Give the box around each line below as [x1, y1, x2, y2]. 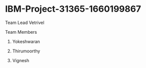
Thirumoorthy [12, 48, 40, 54]
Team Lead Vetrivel [5, 20, 44, 25]
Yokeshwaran [12, 38, 40, 45]
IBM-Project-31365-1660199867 [5, 3, 142, 15]
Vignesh [12, 57, 30, 63]
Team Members [5, 29, 37, 35]
